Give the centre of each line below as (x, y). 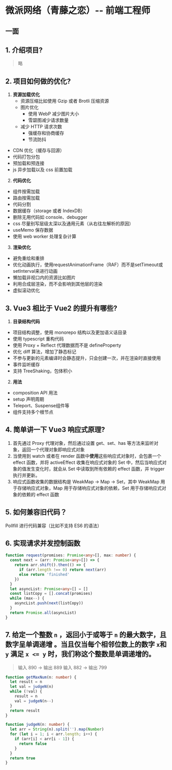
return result (25, 710)
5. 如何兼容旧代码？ (36, 512)
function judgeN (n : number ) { (38, 725)
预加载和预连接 (28, 163)
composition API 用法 (35, 393)
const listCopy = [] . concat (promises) (51, 594)
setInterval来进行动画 (35, 271)
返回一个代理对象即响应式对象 (53, 449)
